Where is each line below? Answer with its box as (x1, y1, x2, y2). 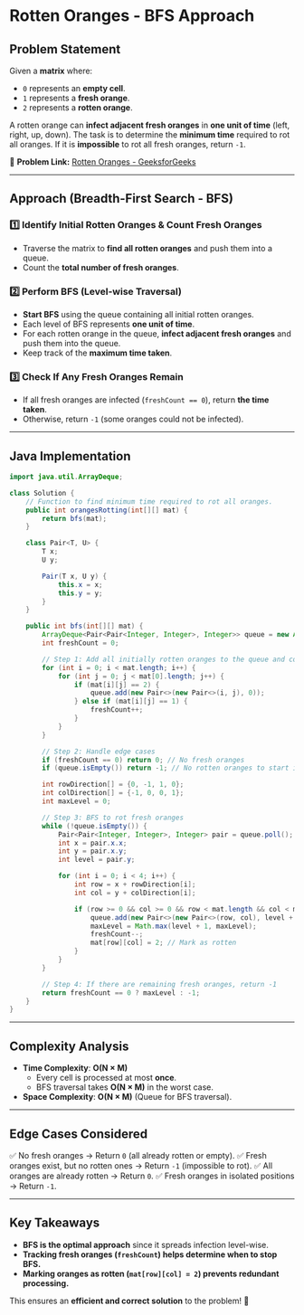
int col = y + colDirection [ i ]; (73, 888, 196, 897)
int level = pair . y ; (57, 856, 136, 865)
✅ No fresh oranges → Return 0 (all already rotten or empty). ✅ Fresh (9, 1149, 267, 1160)
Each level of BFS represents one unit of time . (22, 318, 195, 329)
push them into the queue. (22, 337, 121, 348)
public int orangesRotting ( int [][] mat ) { (25, 506, 188, 515)
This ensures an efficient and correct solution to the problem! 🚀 (9, 1295, 250, 1306)
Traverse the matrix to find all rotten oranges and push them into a (22, 242, 273, 253)
